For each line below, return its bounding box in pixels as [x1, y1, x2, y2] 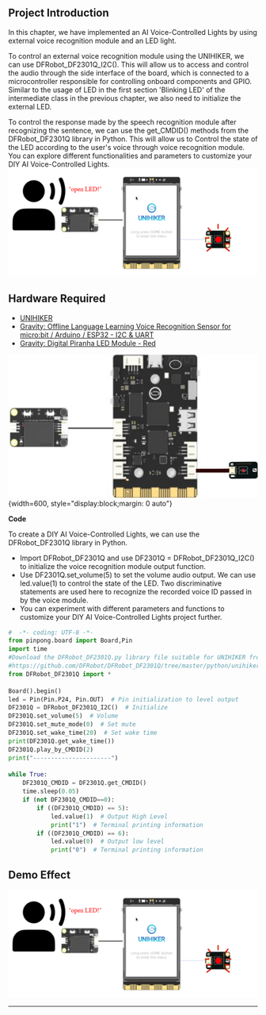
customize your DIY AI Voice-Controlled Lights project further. [19, 612, 222, 621]
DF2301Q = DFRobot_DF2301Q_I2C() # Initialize [8, 704, 169, 712]
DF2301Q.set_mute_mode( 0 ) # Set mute [8, 721, 136, 729]
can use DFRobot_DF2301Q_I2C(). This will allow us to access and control [8, 60, 249, 69]
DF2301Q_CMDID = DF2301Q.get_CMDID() [22, 779, 147, 787]
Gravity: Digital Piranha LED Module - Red [19, 338, 156, 348]
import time [8, 645, 47, 653]
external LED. [8, 102, 52, 111]
